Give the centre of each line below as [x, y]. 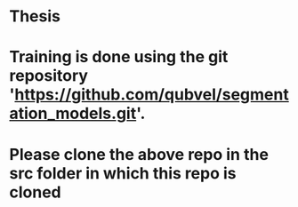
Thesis [35, 16]
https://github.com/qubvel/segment [152, 95]
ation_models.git [73, 114]
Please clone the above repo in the [139, 154]
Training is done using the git [119, 57]
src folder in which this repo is [123, 173]
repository [49, 76]
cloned [35, 192]
